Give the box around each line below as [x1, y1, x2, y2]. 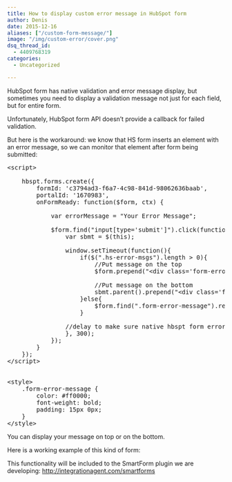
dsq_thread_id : [7, 42, 51, 49]
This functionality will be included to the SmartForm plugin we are [7, 459, 195, 467]
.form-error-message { [21, 384, 99, 393]
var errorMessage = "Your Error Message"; [50, 212, 197, 220]
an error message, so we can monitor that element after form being [7, 142, 199, 151]
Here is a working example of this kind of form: [7, 445, 141, 454]
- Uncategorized [13, 62, 60, 68]
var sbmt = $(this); [65, 232, 135, 241]
